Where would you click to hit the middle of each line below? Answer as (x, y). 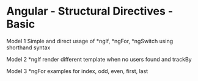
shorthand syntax (28, 48)
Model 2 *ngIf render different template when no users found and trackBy (99, 59)
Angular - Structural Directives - (90, 11)
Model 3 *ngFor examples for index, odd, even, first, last (77, 71)
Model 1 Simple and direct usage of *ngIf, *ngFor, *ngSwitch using (90, 41)
